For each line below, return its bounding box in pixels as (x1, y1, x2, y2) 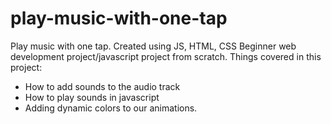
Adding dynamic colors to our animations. (24, 102, 198, 114)
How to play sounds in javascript (24, 91, 160, 103)
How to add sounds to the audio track (24, 80, 181, 92)
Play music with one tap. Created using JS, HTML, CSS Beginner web (10, 40, 297, 52)
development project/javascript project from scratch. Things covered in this (10, 50, 322, 62)
